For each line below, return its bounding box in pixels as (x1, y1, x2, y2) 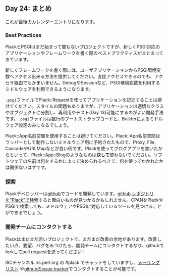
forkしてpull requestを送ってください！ (5, 249, 87, 255)
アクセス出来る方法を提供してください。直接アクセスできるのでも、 (14, 73, 155, 79)
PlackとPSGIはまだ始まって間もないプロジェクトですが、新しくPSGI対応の (5, 44, 160, 50)
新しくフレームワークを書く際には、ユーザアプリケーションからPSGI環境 (5, 67, 157, 73)
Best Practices (5, 31, 42, 38)
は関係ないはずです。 (5, 164, 49, 170)
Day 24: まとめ (5, 4, 52, 13)
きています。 (5, 57, 32, 63)
